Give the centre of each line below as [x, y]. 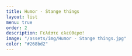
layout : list [22, 17]
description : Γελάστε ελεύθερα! [45, 33]
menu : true [19, 22]
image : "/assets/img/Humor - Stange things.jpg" [66, 38]
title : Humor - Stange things [43, 11]
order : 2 [17, 28]
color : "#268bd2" [27, 44]
